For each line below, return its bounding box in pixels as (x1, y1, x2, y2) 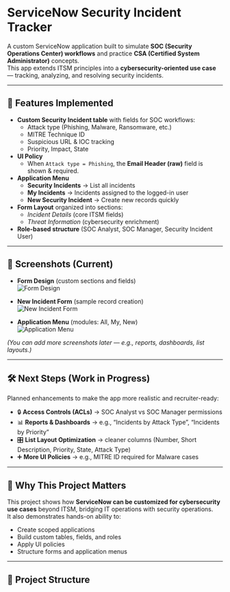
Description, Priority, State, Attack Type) (16, 445, 131, 454)
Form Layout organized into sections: (16, 203, 123, 211)
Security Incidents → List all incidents (27, 181, 136, 189)
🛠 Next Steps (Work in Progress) (7, 372, 151, 384)
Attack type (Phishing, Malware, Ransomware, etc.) (27, 123, 172, 131)
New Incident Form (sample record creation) (16, 297, 144, 306)
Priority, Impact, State (27, 145, 89, 153)
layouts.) (7, 345, 32, 354)
